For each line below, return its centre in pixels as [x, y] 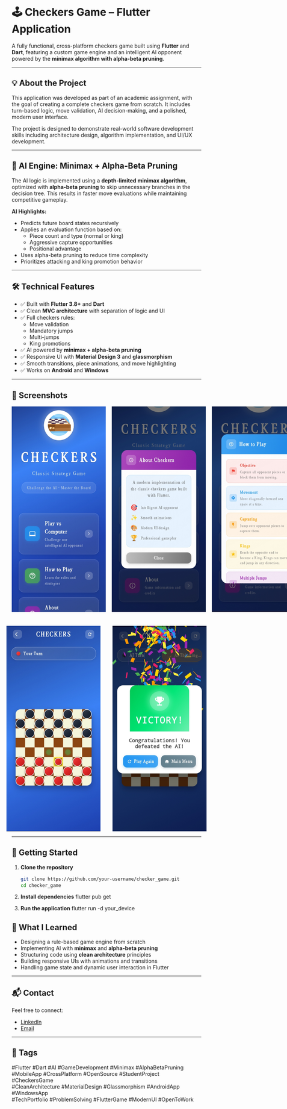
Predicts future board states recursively [69, 223]
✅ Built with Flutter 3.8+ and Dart [62, 304]
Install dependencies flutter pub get [66, 897]
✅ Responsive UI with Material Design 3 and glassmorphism [96, 357]
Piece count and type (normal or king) [76, 235]
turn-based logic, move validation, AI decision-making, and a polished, [99, 110]
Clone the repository [47, 867]
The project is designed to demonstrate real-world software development [103, 128]
